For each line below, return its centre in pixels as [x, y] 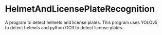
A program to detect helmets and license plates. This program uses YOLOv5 [81, 22]
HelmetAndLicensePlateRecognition [80, 9]
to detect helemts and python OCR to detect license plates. [64, 27]
